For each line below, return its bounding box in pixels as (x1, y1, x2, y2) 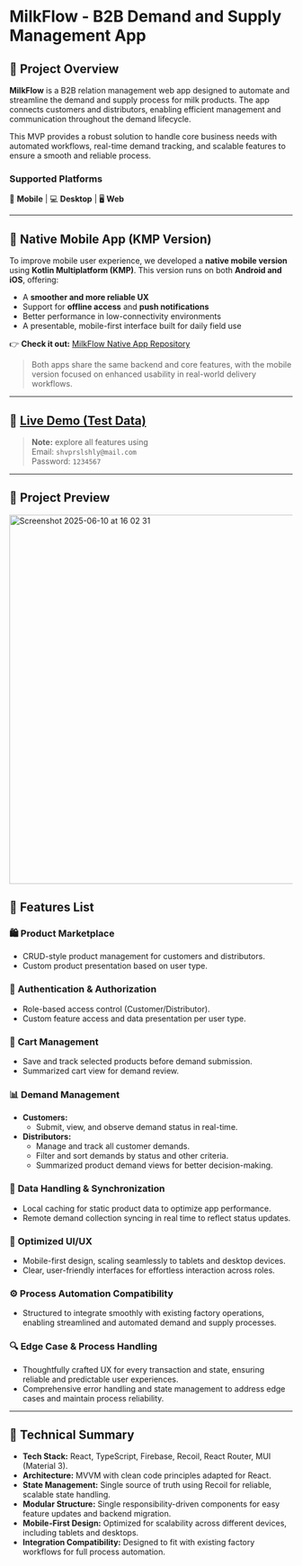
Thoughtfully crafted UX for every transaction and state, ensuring (22, 1364, 265, 1375)
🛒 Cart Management (9, 1036, 99, 1048)
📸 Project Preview (9, 490, 111, 505)
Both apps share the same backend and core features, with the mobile (31, 360, 292, 370)
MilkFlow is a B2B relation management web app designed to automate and (9, 85, 290, 95)
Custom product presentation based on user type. (22, 960, 209, 972)
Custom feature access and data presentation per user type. (22, 1013, 247, 1024)
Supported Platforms (9, 173, 103, 185)
